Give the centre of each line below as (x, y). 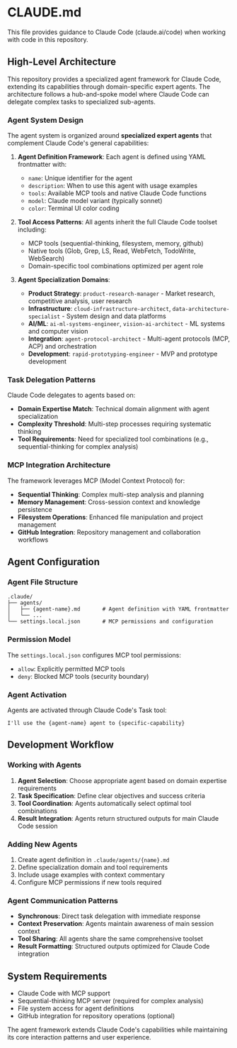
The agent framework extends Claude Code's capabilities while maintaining (117, 1030)
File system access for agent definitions (76, 1008)
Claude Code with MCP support (64, 993)
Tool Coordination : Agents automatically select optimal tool (104, 803)
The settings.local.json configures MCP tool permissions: (94, 655)
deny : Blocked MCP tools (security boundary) (83, 676)
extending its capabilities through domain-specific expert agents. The (109, 87)
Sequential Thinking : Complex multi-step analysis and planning (111, 494)
